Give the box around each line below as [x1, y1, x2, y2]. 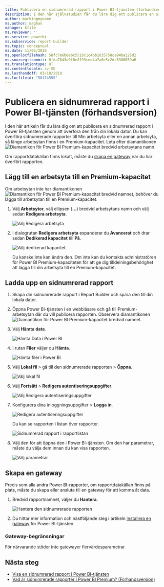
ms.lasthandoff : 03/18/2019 [5, 71, 62, 76]
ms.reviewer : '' [5, 30, 38, 35]
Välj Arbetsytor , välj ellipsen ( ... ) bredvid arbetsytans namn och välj [12, 206, 149, 211]
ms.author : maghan [5, 21, 42, 26]
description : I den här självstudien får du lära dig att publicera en [5, 12, 154, 17]
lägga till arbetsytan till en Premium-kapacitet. [5, 196, 98, 202]
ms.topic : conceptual [5, 44, 49, 48]
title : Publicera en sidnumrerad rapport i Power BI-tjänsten [5, 7, 134, 12]
